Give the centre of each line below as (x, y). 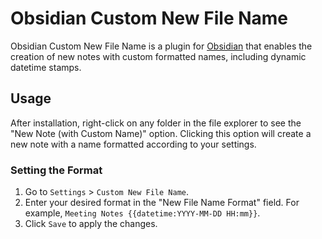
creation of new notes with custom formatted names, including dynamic (158, 56)
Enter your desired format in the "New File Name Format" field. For (162, 203)
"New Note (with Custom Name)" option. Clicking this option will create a (161, 133)
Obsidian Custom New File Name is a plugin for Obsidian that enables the (161, 46)
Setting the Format (56, 170)
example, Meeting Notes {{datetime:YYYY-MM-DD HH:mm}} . (142, 213)
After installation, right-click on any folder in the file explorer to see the (156, 123)
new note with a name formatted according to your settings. (133, 144)
